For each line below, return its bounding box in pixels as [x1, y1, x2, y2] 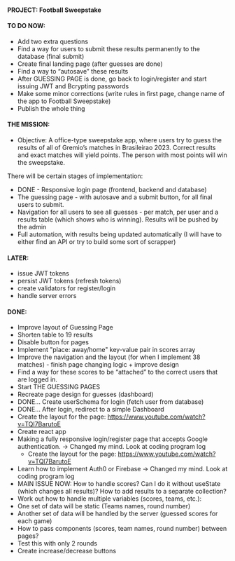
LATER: [7, 253, 29, 262]
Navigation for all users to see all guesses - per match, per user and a [17, 208, 219, 216]
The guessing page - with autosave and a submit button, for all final [17, 193, 213, 201]
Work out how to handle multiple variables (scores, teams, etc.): [17, 494, 202, 503]
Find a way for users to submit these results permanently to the [17, 44, 201, 53]
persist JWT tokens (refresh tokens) [17, 277, 122, 285]
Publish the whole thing [17, 104, 85, 112]
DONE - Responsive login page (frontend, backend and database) [17, 186, 208, 194]
